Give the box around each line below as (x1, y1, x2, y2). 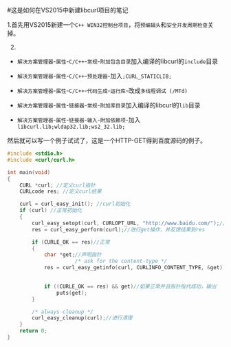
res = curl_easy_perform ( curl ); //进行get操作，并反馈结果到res (32, 226, 206, 233)
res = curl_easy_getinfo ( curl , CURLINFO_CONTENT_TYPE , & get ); (43, 264, 226, 271)
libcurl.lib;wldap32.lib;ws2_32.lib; (16, 123, 126, 130)
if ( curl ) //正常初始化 (19, 207, 82, 214)
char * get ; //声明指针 (43, 251, 102, 258)
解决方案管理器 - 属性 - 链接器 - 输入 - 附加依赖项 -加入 (16, 116, 141, 124)
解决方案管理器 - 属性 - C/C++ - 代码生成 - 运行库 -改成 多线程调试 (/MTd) (16, 87, 188, 94)
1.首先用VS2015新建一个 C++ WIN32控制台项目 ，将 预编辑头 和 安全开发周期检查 (7, 21, 208, 29)
